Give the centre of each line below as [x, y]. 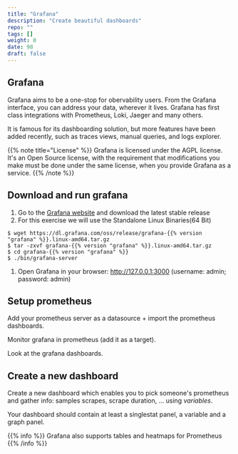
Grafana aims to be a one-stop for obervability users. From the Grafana [112, 100]
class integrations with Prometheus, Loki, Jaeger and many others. [105, 115]
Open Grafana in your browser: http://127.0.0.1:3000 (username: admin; [122, 271]
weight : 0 [22, 41]
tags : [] [20, 34]
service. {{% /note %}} [41, 172]
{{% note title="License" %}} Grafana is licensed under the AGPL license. [115, 150]
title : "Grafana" [33, 14]
